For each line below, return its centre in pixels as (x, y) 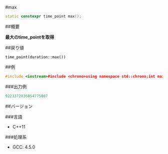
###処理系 (16, 137)
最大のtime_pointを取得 (30, 37)
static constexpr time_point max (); (43, 16)
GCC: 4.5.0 (24, 147)
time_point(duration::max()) (35, 57)
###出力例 (16, 86)
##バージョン (19, 106)
